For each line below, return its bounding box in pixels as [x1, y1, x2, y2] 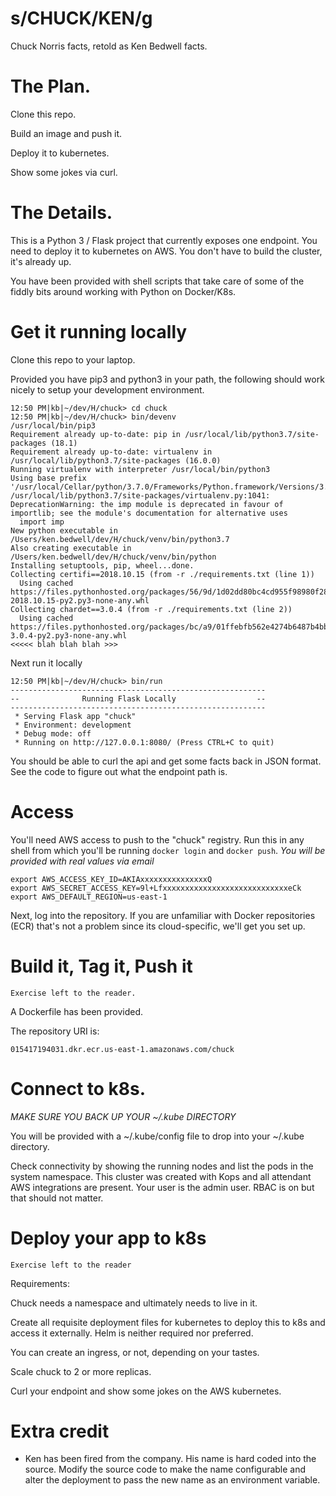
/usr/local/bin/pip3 [10, 420, 97, 431]
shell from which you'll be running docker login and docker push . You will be [10, 844, 326, 856]
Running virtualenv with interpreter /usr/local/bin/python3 [10, 464, 271, 474]
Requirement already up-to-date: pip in [10, 429, 182, 439]
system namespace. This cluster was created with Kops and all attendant [10, 1170, 312, 1182]
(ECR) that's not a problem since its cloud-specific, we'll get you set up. [10, 920, 306, 932]
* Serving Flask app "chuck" [14, 711, 137, 721]
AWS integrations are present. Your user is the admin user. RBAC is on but [10, 1181, 315, 1193]
